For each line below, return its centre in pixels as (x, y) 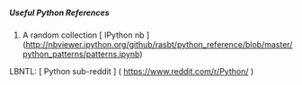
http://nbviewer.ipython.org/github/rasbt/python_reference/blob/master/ (159, 44)
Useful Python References (59, 13)
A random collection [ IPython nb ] (86, 35)
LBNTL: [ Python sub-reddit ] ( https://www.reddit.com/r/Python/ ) (132, 71)
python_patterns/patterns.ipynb (81, 54)
